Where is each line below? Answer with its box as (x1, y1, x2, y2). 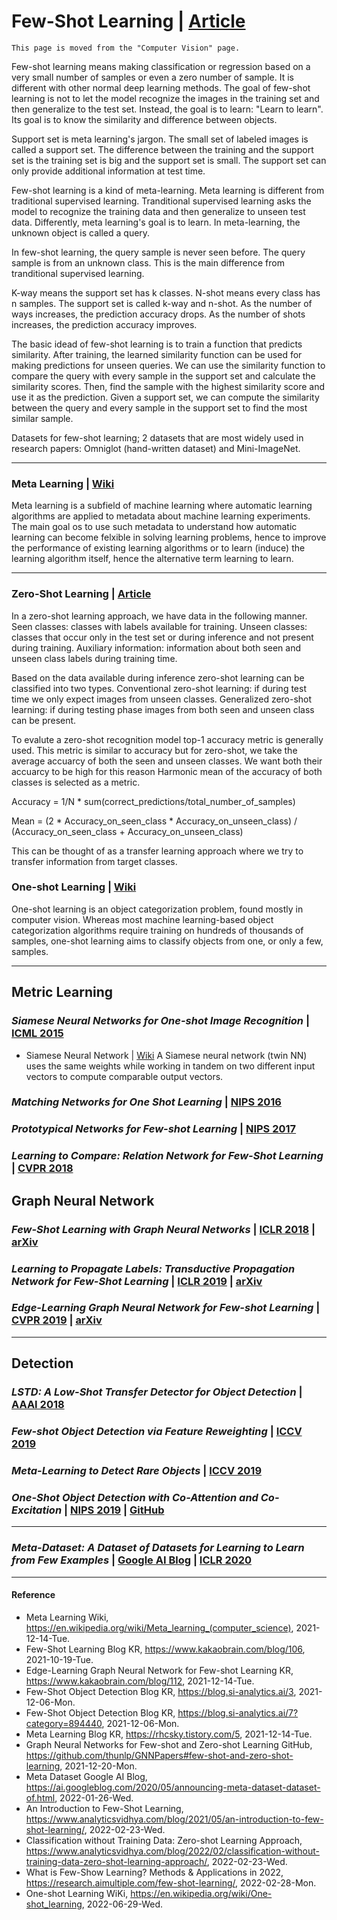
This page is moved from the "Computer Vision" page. (11, 43, 241, 53)
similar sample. (11, 412, 74, 424)
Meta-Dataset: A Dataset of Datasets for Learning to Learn (11, 1541, 305, 1555)
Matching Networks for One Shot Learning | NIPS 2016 (11, 1095, 282, 1109)
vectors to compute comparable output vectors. (25, 1070, 224, 1082)
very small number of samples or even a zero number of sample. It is (11, 71, 294, 83)
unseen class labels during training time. (11, 652, 178, 664)
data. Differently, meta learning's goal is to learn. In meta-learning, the (11, 216, 301, 228)
